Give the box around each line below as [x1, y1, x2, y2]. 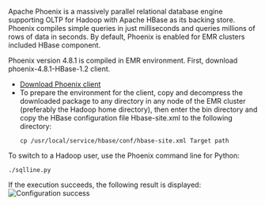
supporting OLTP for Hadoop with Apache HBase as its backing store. [8, 15, 236, 25]
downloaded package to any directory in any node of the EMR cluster [19, 97, 246, 105]
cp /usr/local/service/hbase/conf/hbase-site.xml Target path [19, 137, 229, 145]
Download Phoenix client [19, 79, 101, 89]
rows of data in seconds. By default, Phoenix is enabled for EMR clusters [8, 32, 245, 41]
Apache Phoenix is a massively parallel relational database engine [8, 7, 223, 16]
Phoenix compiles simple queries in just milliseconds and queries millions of [8, 24, 256, 32]
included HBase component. [8, 40, 101, 50]
